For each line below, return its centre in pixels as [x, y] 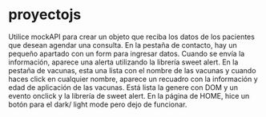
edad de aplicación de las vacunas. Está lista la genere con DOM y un [123, 87]
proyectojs [45, 15]
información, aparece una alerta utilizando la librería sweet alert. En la [123, 62]
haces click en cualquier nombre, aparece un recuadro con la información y [133, 79]
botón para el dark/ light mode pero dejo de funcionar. [98, 104]
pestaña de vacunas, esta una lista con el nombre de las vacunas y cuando [132, 70]
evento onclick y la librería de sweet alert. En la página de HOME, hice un [129, 96]
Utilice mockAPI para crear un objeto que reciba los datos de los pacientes [131, 37]
